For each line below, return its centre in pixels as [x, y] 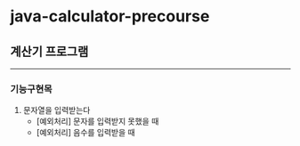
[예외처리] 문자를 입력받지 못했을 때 [97, 121]
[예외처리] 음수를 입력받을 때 [86, 133]
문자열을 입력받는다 [57, 110]
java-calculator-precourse [110, 16]
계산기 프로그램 [49, 51]
